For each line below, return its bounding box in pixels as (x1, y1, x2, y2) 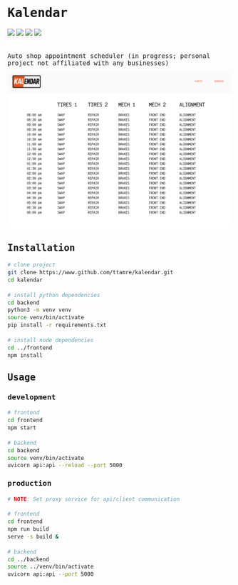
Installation (7, 241, 76, 254)
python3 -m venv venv (7, 306, 72, 314)
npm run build (7, 526, 50, 533)
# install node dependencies (7, 336, 94, 344)
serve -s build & (7, 533, 59, 540)
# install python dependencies (7, 291, 100, 299)
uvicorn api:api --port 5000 (7, 571, 94, 578)
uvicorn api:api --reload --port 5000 (7, 462, 123, 469)
